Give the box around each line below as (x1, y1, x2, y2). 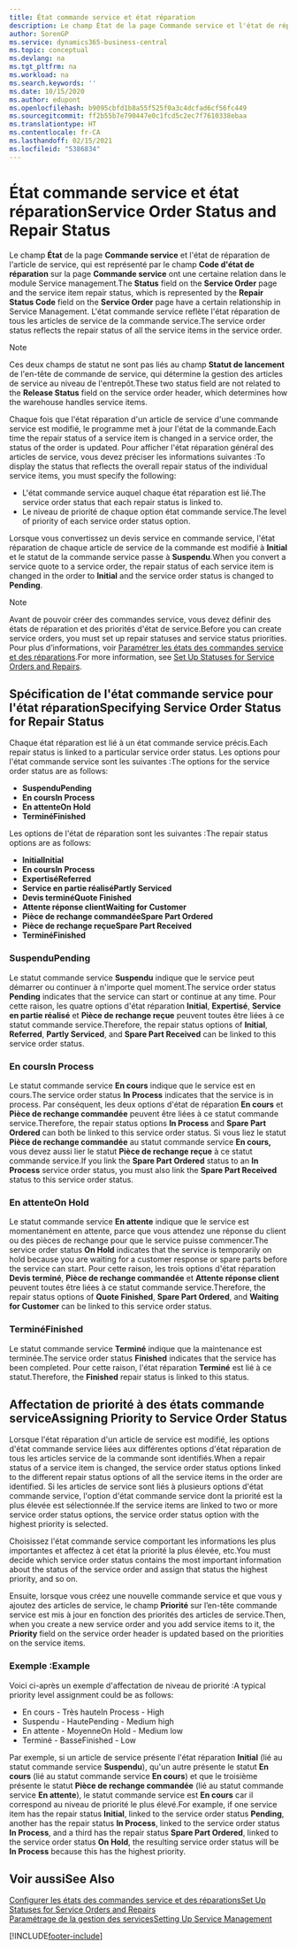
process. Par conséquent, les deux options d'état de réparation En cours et (9, 1099, 284, 1109)
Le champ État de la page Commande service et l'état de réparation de (9, 249, 270, 260)
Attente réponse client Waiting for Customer (21, 902, 187, 912)
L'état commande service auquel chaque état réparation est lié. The (21, 487, 267, 498)
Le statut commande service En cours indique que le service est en (9, 1080, 255, 1091)
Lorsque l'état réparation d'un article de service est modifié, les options (9, 1434, 270, 1445)
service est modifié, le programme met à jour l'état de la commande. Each (9, 423, 277, 434)
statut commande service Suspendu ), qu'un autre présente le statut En (9, 1761, 270, 1772)
